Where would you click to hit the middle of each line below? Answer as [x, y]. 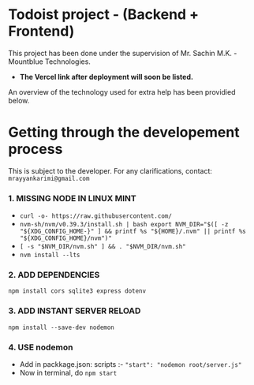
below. [19, 100]
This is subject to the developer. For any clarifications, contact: [110, 170]
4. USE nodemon [41, 347]
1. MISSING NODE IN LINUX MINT [72, 198]
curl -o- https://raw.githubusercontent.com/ [95, 216]
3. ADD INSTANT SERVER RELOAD [75, 311]
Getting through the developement [124, 133]
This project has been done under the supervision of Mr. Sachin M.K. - [123, 53]
